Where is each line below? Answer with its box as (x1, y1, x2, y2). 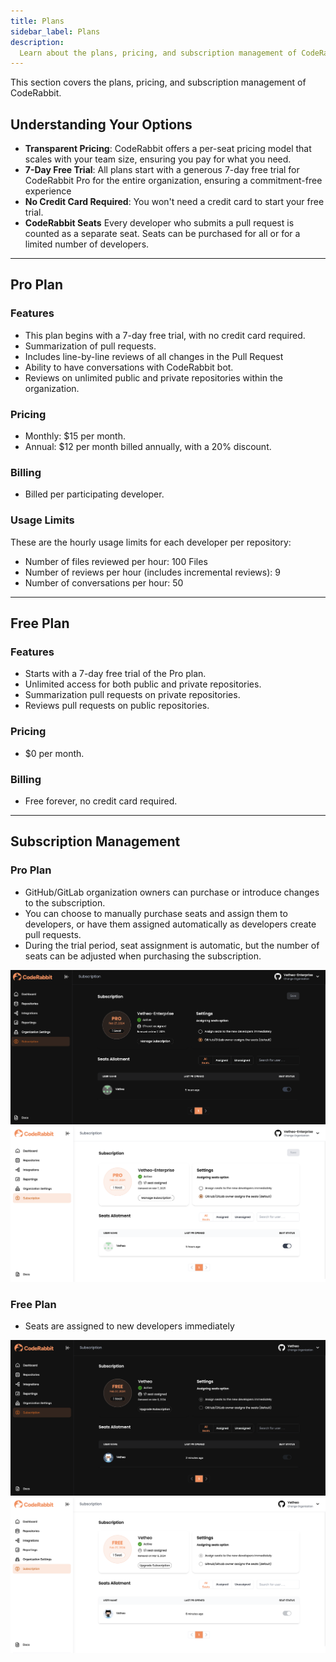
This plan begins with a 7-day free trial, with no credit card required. (24, 329, 306, 341)
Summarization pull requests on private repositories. (24, 689, 241, 701)
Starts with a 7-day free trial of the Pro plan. (24, 668, 207, 680)
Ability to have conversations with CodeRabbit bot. (24, 361, 234, 373)
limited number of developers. (24, 238, 150, 250)
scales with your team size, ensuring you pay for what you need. (24, 153, 292, 165)
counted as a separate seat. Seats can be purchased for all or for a (24, 228, 301, 240)
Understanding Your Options (10, 116, 193, 133)
